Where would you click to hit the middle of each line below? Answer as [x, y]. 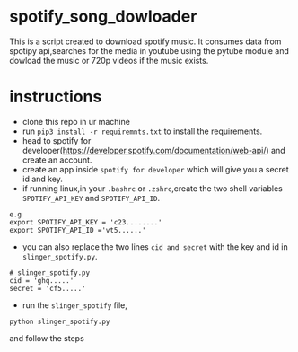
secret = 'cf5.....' [48, 288]
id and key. [42, 179]
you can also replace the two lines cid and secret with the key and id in [155, 246]
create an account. [57, 160]
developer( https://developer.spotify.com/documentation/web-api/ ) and [153, 150]
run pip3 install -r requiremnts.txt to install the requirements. [142, 131]
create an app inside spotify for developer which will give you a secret [155, 169]
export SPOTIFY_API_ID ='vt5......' [78, 230]
